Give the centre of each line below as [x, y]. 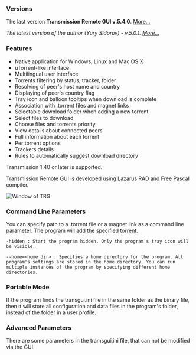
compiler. [17, 184]
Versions [19, 9]
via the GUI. [20, 347]
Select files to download [44, 118]
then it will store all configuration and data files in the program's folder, [92, 307]
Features [19, 48]
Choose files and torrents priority [55, 124]
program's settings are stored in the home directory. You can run [91, 262]
